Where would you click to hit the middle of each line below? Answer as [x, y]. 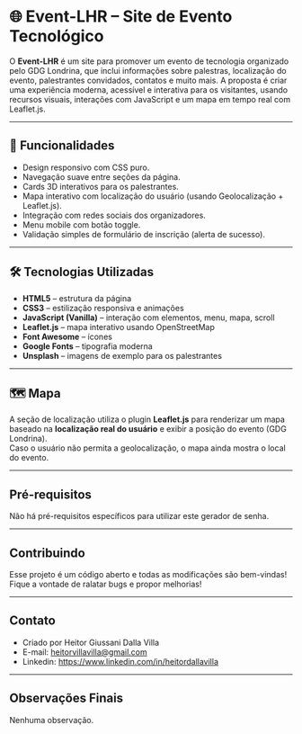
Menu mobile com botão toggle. [81, 224]
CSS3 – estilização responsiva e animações [103, 308]
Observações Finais [67, 698]
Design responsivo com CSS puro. [86, 167]
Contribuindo [47, 553]
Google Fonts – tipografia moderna [87, 346]
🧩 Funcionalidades [62, 146]
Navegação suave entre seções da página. [102, 176]
